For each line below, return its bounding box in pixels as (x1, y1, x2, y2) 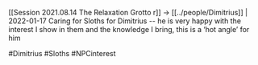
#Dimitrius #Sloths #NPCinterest (8, 49, 116, 58)
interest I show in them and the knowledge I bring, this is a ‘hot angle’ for (8, 25, 250, 34)
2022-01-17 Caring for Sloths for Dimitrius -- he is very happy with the (8, 16, 242, 26)
